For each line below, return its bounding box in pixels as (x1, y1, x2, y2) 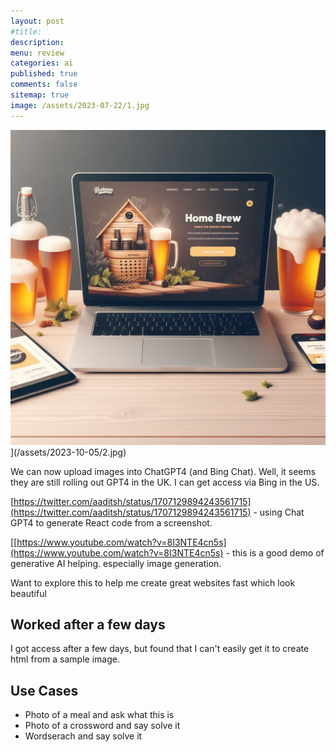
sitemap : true (10, 90, 70, 100)
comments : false (10, 80, 78, 90)
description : (10, 37, 65, 47)
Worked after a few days (10, 616, 166, 634)
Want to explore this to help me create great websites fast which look (10, 576, 296, 589)
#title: (10, 26, 43, 37)
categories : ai (10, 58, 74, 69)
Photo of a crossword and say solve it (24, 720, 181, 732)
